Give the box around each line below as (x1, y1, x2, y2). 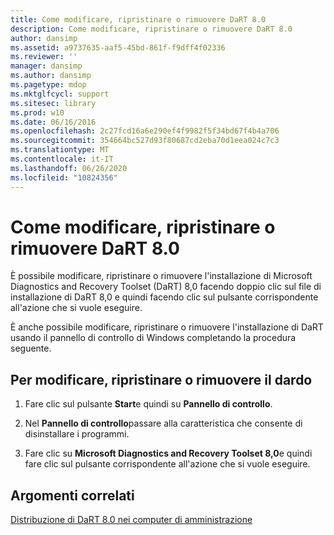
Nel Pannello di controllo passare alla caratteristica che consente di (24, 417, 303, 430)
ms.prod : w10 (10, 107, 65, 118)
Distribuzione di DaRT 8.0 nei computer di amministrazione (10, 514, 253, 526)
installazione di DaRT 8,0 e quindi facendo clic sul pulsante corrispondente (10, 291, 319, 303)
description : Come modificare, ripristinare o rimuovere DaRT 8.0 (10, 24, 293, 34)
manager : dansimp (10, 61, 83, 71)
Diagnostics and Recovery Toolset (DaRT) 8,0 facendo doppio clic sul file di (10, 281, 322, 293)
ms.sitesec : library (10, 98, 97, 108)
